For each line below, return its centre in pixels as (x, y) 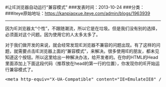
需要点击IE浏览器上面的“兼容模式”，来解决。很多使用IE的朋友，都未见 (89, 51)
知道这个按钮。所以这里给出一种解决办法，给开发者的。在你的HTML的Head (82, 57)
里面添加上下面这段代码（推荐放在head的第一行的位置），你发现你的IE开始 (80, 63)
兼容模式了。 (22, 70)
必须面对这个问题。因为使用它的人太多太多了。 (53, 34)
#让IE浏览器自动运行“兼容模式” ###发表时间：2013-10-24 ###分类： (75, 7)
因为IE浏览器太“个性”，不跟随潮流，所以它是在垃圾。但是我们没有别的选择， (83, 28)
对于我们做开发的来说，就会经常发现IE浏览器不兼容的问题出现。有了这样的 (81, 45)
